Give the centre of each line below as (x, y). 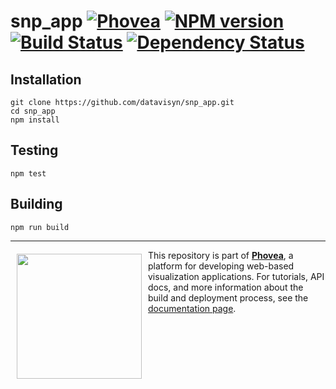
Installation (46, 79)
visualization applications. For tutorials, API (236, 276)
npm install (35, 120)
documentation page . (192, 308)
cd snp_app (33, 111)
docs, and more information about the (226, 287)
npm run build (40, 227)
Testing (34, 150)
